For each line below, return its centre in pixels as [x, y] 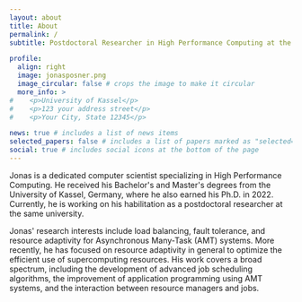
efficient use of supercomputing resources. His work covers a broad [136, 259]
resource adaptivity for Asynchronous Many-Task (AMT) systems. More [142, 240]
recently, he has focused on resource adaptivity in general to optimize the [146, 250]
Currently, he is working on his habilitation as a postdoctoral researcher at [146, 203]
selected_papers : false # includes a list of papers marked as [130, 142]
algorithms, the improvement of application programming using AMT [136, 278]
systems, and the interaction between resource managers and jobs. [134, 288]
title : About [34, 26]
